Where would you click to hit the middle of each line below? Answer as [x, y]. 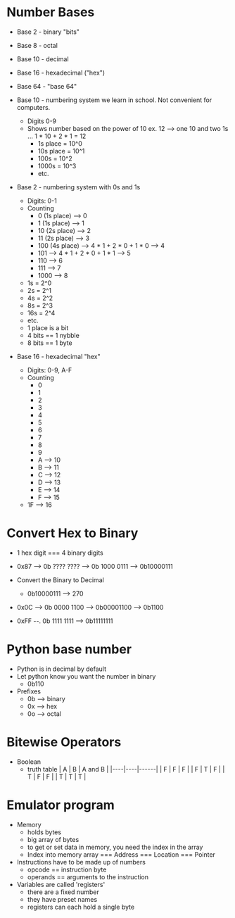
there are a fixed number [63, 892]
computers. [33, 107]
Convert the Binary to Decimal [61, 580]
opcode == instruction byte [67, 869]
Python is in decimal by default [62, 669]
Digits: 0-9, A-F [50, 370]
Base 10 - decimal [43, 59]
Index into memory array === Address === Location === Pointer [121, 854]
